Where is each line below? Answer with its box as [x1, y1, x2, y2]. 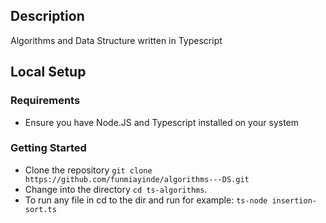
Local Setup [10, 64, 87, 81]
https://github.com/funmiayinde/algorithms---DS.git [24, 174, 250, 184]
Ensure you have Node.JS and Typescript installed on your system [24, 116, 300, 128]
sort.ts [24, 204, 57, 214]
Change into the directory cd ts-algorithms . [24, 183, 208, 195]
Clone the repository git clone [24, 164, 153, 176]
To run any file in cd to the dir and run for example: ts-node [24, 194, 268, 206]
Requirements [10, 94, 81, 108]
